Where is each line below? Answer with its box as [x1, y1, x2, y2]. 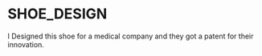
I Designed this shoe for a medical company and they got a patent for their [7, 31, 254, 41]
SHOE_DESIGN [7, 5, 108, 23]
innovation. [7, 39, 45, 49]
